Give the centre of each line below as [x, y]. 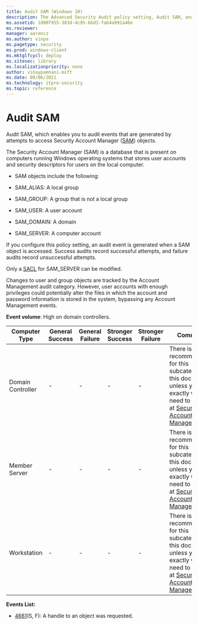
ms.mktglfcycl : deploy [34, 56]
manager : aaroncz [27, 34]
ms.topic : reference [32, 89]
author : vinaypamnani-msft [39, 72]
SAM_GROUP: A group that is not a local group [71, 199]
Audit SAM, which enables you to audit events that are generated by [89, 134]
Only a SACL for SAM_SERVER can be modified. [64, 268]
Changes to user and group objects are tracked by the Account [83, 280]
